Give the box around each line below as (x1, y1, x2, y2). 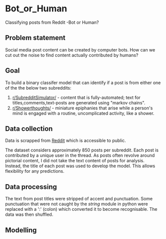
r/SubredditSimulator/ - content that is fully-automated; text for (12, 95, 141, 100)
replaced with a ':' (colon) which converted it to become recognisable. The (5, 206, 158, 212)
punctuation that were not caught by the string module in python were (5, 201, 148, 207)
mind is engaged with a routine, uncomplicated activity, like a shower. (12, 110, 155, 116)
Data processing (5, 183, 57, 191)
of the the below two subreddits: (5, 85, 72, 91)
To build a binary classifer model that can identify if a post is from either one (5, 80, 161, 86)
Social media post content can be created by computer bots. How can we (5, 47, 155, 52)
